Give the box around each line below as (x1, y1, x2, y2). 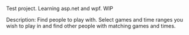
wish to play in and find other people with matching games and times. (6, 23, 176, 29)
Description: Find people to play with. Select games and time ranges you (6, 16, 184, 23)
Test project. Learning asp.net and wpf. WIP (6, 5, 114, 12)
